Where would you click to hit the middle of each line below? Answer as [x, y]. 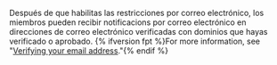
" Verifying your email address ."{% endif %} [89, 51]
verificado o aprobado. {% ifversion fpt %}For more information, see [135, 41]
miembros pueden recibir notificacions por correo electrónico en [128, 22]
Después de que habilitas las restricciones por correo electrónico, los [137, 13]
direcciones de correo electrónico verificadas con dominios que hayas [138, 32]
